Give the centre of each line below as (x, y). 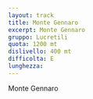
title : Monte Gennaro (43, 23)
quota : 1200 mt (33, 44)
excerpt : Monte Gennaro (47, 30)
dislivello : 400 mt (40, 51)
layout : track (31, 15)
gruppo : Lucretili (38, 37)
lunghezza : (26, 66)
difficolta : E (31, 59)
